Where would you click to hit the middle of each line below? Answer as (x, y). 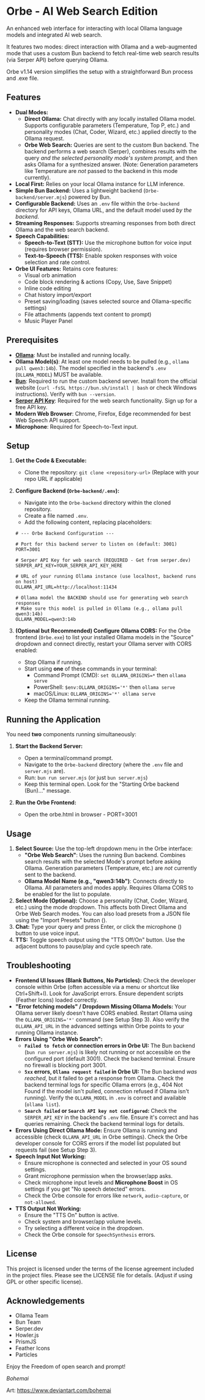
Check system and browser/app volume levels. (83, 1221)
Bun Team (28, 1322)
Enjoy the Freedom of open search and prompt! (66, 1367)
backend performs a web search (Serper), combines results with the (110, 151)
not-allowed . (40, 1202)
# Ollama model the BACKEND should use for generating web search (102, 598)
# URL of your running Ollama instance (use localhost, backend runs (106, 577)
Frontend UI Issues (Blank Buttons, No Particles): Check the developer (106, 980)
